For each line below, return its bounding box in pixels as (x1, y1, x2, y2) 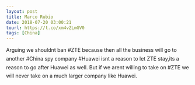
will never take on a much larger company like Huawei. (6, 72, 137, 79)
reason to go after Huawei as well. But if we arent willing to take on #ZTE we (6, 64, 190, 71)
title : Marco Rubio (6, 14, 54, 20)
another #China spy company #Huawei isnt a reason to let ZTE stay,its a (6, 55, 179, 62)
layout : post (6, 8, 38, 15)
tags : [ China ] (6, 30, 41, 36)
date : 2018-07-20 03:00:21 (6, 19, 72, 25)
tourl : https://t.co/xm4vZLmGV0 (6, 24, 85, 31)
